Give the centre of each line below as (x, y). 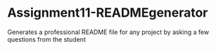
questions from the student (46, 39)
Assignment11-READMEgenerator (108, 13)
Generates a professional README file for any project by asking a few (108, 32)
